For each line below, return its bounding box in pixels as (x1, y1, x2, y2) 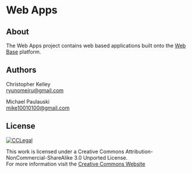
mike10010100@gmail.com (6, 104, 70, 111)
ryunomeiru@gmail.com (6, 87, 64, 94)
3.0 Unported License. (74, 154, 128, 161)
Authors (6, 65, 37, 75)
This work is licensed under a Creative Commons (6, 148, 124, 155)
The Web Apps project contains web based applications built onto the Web (6, 42, 186, 49)
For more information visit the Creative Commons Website (6, 160, 146, 167)
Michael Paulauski (6, 98, 50, 105)
